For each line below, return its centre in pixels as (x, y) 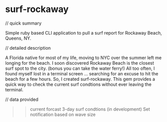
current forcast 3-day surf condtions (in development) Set (90, 109)
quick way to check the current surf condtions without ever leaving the (78, 84)
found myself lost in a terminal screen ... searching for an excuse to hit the (82, 73)
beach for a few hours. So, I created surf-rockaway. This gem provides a (80, 79)
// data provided (22, 99)
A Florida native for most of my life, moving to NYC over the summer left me (83, 57)
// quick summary (23, 23)
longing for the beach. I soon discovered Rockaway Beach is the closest (80, 63)
